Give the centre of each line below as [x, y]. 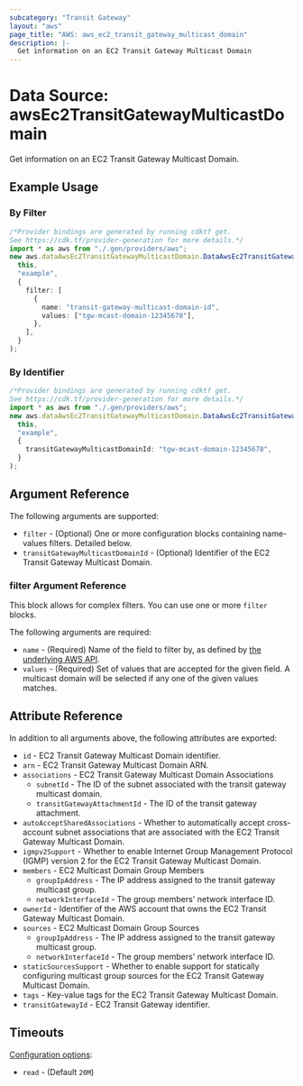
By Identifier [37, 372]
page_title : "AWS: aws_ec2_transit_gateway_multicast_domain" [129, 34]
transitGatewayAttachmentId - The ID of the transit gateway [146, 803]
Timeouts [37, 1033]
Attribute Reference [66, 716]
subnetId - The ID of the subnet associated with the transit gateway [161, 784]
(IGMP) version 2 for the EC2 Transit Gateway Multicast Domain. [142, 861]
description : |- [40, 43]
